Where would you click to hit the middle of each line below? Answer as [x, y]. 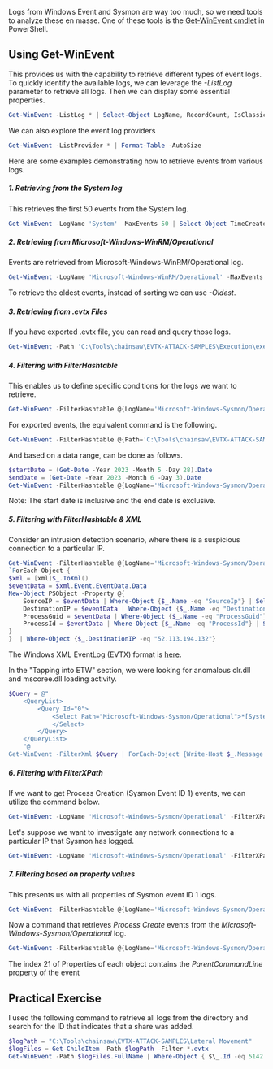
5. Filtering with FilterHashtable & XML [75, 519]
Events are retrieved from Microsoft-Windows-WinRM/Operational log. [126, 263]
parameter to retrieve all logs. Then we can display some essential [119, 91]
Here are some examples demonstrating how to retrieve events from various [136, 161]
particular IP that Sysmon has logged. [71, 841]
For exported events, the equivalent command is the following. [113, 424]
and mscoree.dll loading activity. [63, 679]
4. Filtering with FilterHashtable [63, 365]
